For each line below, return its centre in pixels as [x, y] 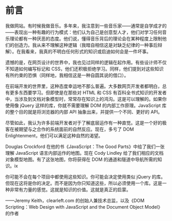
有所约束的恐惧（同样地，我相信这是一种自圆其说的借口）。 [67, 75]
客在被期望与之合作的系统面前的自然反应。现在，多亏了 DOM [70, 129]
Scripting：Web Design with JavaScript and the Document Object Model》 [84, 207]
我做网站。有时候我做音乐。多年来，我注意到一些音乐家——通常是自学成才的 [86, 26]
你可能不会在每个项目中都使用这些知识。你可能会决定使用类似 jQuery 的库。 [85, 177]
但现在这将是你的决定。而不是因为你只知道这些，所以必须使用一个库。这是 [84, 183]
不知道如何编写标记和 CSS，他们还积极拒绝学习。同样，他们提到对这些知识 [84, 69]
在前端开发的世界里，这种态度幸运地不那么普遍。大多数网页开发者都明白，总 [86, 86]
